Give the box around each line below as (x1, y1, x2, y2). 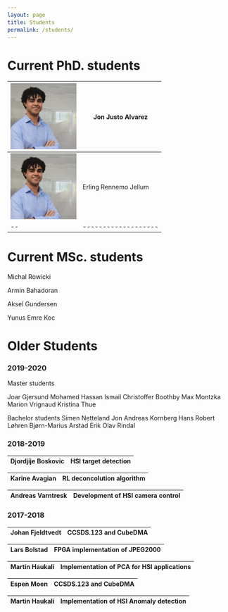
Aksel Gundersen (7, 299, 58, 308)
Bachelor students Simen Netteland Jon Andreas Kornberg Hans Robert (7, 414, 215, 423)
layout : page (7, 11, 46, 18)
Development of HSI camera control (72, 492, 181, 500)
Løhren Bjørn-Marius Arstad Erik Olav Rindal (7, 421, 136, 430)
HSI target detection (70, 457, 132, 466)
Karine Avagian (10, 474, 56, 482)
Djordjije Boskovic (10, 457, 65, 466)
